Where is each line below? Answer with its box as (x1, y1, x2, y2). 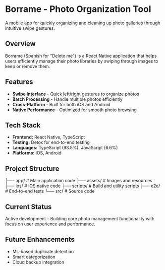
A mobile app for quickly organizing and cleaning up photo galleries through (5, 20, 161, 26)
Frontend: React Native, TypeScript (12, 134, 85, 140)
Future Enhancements (5, 235, 75, 244)
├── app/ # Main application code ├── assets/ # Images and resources (5, 178, 153, 184)
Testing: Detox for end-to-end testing (12, 139, 90, 145)
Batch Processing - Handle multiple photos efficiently (12, 96, 123, 102)
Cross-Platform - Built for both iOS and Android (12, 101, 110, 107)
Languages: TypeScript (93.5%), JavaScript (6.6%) (12, 145, 118, 151)
